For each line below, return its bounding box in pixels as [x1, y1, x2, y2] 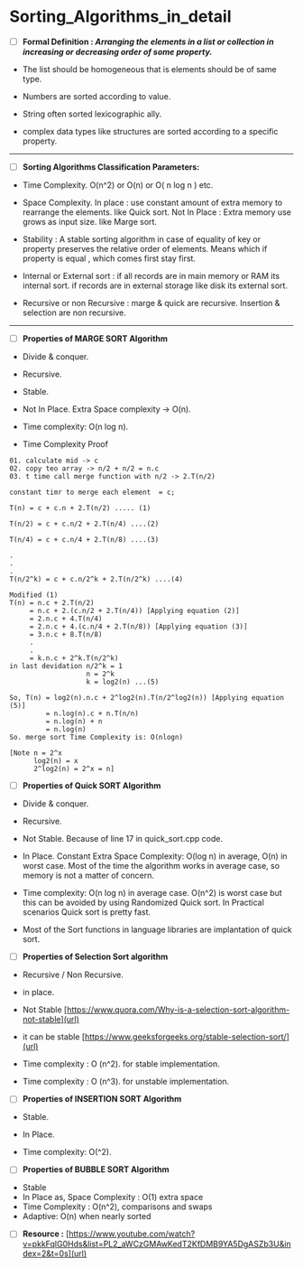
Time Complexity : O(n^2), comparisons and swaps [22, 1201, 213, 1212]
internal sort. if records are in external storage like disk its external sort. [22, 280, 289, 291]
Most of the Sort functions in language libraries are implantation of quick [22, 924, 292, 936]
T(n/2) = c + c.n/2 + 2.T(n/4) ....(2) [9, 519, 160, 529]
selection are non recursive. [22, 307, 126, 318]
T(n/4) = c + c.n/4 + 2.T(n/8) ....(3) [9, 536, 160, 545]
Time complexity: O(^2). [22, 1147, 112, 1158]
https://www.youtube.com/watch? [69, 1228, 196, 1239]
